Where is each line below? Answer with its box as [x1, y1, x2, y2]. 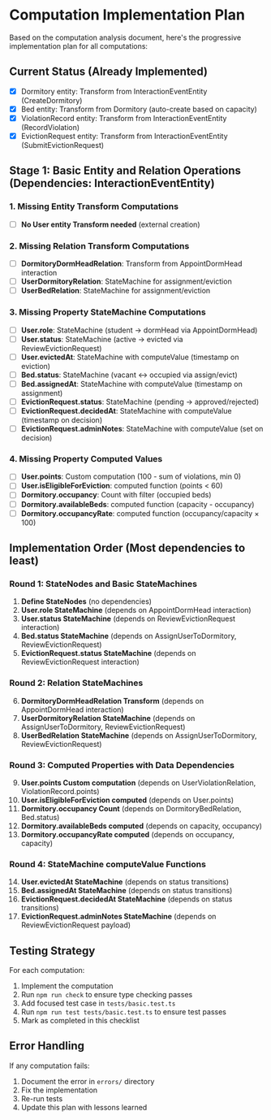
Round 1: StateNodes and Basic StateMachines [9, 578, 198, 589]
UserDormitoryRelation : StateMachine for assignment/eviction [20, 276, 232, 286]
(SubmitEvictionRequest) [20, 141, 105, 150]
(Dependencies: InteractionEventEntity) [9, 176, 215, 190]
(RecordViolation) [20, 122, 80, 132]
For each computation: [9, 966, 85, 975]
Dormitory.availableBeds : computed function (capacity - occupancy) [20, 499, 255, 509]
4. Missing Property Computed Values [9, 453, 163, 464]
